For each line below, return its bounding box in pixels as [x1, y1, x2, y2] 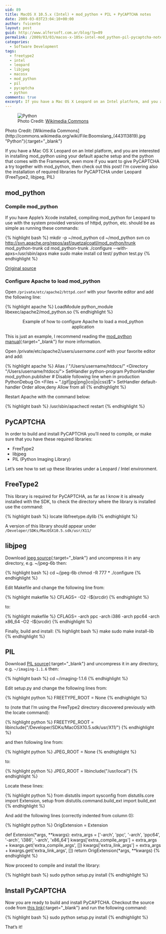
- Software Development [9, 44, 58, 49]
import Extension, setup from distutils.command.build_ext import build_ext [5, 798, 157, 804]
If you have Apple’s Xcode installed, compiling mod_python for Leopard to [5, 214, 156, 220]
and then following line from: [5, 739, 63, 745]
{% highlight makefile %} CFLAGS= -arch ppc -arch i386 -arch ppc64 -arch [5, 613, 160, 619]
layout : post [5, 26, 32, 31]
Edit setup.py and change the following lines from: [5, 685, 107, 691]
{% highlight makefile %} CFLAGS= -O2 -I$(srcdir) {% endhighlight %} [5, 594, 149, 600]
